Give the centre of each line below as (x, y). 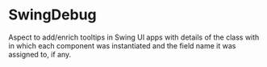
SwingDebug (52, 15)
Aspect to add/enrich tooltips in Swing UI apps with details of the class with (134, 37)
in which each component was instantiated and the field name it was (122, 45)
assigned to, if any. (40, 54)
